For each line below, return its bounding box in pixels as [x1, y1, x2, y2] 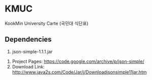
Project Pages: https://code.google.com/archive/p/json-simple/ [12, 58, 145, 64]
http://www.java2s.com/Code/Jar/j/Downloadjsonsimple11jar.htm [12, 69, 147, 75]
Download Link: [12, 63, 45, 69]
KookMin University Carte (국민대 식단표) [5, 20, 89, 26]
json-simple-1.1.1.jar [12, 48, 53, 54]
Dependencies [5, 35, 52, 44]
